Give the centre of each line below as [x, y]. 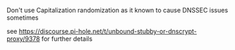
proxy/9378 [23, 39]
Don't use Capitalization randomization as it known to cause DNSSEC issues [117, 10]
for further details [67, 39]
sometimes [23, 18]
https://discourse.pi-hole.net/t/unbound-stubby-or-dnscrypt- [108, 31]
